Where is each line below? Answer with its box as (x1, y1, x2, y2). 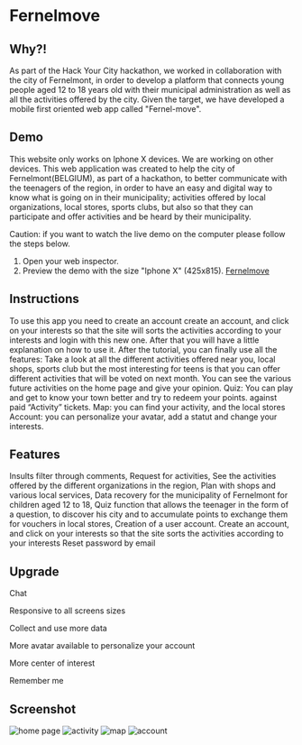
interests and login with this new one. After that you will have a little (9, 335, 260, 345)
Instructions (9, 291, 79, 307)
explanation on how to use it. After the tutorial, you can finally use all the (9, 344, 278, 354)
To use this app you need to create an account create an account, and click (9, 315, 290, 326)
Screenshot (9, 701, 77, 717)
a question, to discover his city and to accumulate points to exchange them (9, 509, 288, 520)
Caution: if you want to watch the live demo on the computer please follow (9, 228, 286, 239)
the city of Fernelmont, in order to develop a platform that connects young (9, 75, 285, 86)
